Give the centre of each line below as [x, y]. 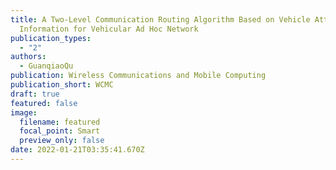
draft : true [35, 94]
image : [24, 112]
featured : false [44, 103]
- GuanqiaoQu [46, 66]
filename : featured [60, 122]
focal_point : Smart [60, 131]
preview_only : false [62, 141]
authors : [28, 57]
